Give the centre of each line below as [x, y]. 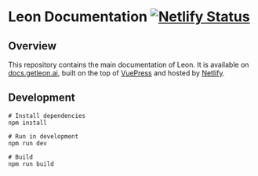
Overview [33, 46]
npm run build [31, 164]
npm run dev [27, 143]
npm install [27, 123]
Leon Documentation [78, 17]
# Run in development [44, 136]
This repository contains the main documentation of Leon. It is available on [129, 64]
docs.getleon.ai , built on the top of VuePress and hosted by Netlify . [116, 73]
